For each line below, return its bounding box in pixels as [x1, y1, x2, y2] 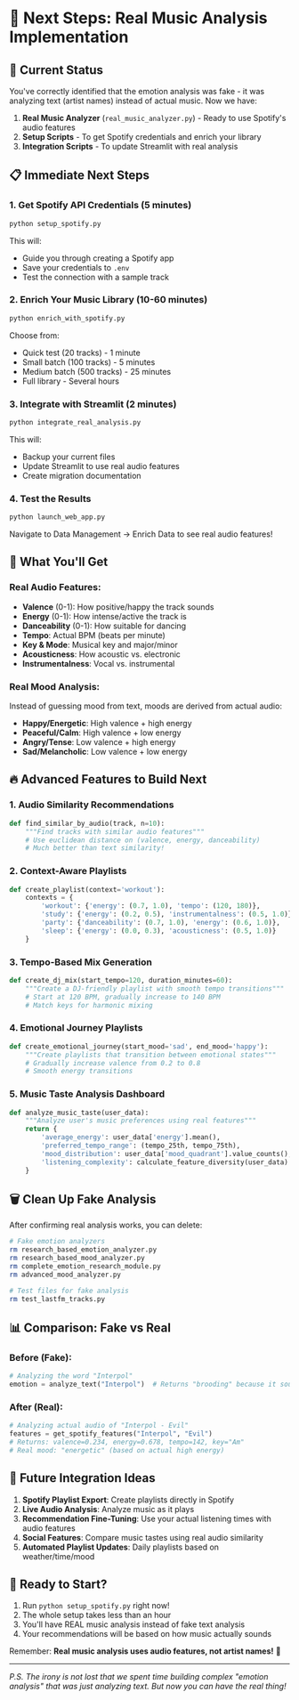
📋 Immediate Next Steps [9, 168, 149, 183]
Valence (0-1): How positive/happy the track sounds [21, 601, 214, 612]
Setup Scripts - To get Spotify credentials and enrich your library [21, 132, 262, 142]
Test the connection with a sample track [21, 271, 169, 282]
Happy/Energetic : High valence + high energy [21, 718, 193, 729]
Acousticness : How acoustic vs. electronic [21, 649, 181, 660]
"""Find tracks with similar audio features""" [25, 827, 205, 836]
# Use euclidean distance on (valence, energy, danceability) [25, 836, 261, 845]
